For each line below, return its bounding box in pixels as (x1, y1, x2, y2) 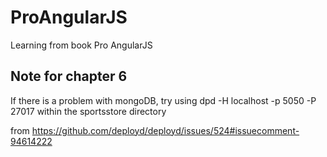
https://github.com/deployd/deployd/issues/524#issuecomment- (31, 124, 300, 136)
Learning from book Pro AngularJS (10, 39, 153, 51)
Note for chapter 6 (10, 68, 128, 85)
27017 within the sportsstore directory (10, 105, 167, 117)
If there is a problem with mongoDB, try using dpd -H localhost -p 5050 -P (10, 94, 317, 106)
